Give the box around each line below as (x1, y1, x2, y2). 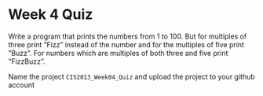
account (8, 80, 35, 90)
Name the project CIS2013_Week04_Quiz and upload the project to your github (8, 72, 255, 81)
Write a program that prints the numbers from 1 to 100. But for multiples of (8, 31, 247, 41)
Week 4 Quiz (8, 6, 93, 24)
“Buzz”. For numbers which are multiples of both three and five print (8, 48, 228, 57)
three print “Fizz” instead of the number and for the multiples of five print (8, 39, 245, 49)
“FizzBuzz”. (8, 57, 46, 66)
